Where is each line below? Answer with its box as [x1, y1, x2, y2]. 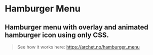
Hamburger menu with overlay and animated [5, 23, 149, 31]
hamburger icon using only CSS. [5, 30, 109, 39]
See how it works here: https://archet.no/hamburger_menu [17, 44, 140, 50]
